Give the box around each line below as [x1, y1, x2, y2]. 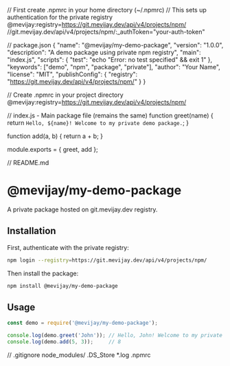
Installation [7, 225, 56, 237]
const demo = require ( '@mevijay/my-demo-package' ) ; [7, 319, 158, 327]
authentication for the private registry [7, 13, 113, 21]
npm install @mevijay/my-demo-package [7, 282, 118, 289]
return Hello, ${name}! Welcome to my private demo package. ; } [7, 119, 189, 126]
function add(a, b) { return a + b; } [7, 132, 104, 140]
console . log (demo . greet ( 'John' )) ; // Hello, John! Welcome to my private [7, 332, 223, 339]
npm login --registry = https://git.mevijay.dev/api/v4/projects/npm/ [7, 257, 207, 264]
